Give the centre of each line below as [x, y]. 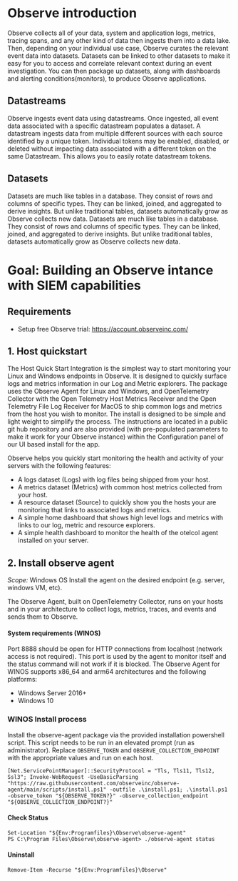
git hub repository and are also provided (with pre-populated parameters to [118, 429]
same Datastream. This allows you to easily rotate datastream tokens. [109, 156]
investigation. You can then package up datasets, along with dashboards [114, 71]
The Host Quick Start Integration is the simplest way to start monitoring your [119, 369]
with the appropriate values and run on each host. [81, 757]
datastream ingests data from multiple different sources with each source [115, 133]
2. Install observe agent [61, 563]
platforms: [22, 680]
